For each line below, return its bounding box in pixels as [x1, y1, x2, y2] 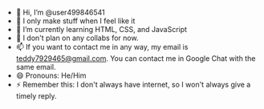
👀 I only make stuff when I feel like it [15, 16, 136, 26]
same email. [15, 63, 56, 71]
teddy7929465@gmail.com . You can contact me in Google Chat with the [15, 54, 256, 63]
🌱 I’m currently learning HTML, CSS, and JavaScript [15, 25, 187, 34]
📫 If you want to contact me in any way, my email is [15, 42, 189, 51]
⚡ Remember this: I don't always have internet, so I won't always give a [15, 80, 251, 89]
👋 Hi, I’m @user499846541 [15, 8, 106, 17]
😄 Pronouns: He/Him [15, 71, 87, 80]
